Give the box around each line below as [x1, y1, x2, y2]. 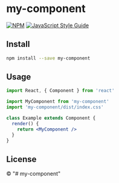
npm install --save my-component [6, 55, 91, 61]
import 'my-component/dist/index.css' [6, 104, 104, 110]
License [6, 154, 37, 164]
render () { [11, 120, 39, 126]
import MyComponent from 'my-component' [6, 99, 110, 105]
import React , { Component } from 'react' [6, 88, 115, 94]
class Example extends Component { [6, 115, 96, 122]
